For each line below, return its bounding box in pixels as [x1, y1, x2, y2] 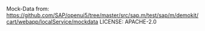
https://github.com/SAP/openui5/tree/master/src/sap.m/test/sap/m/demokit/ [6, 12, 199, 19]
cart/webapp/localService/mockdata [6, 18, 99, 25]
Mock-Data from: [6, 5, 49, 12]
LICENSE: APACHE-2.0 [99, 18, 157, 25]
